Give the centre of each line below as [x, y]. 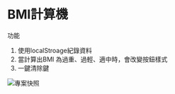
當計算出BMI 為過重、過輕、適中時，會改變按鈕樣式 [92, 59]
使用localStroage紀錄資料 [55, 50]
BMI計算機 [38, 14]
